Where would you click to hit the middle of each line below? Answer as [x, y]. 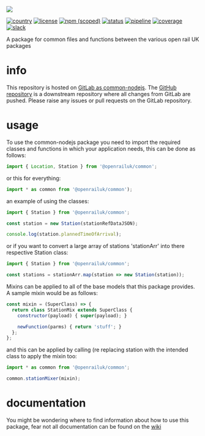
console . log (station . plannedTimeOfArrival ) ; [64, 235]
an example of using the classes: [48, 201]
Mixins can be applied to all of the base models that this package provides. [101, 287]
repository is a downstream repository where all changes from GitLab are [99, 94]
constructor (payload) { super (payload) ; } [72, 315]
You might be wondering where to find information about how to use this [98, 420]
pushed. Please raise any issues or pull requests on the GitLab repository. [99, 100]
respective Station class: [37, 253]
